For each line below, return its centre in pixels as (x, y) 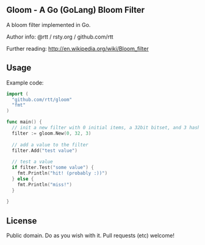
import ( (17, 94)
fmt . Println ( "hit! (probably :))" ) (63, 173)
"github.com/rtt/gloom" (42, 100)
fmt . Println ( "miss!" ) (45, 184)
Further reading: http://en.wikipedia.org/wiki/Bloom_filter (77, 48)
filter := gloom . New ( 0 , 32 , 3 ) (52, 133)
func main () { (24, 122)
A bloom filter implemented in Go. (49, 24)
